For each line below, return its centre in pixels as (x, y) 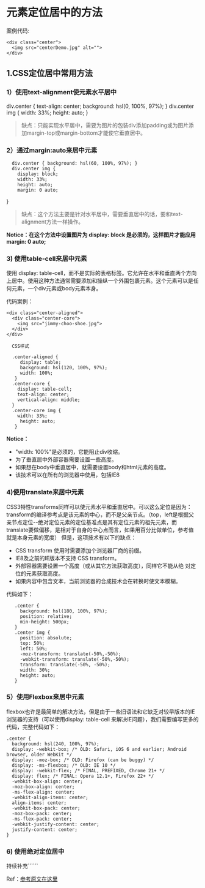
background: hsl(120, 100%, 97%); (64, 368)
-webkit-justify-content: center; (56, 824)
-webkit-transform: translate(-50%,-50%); (75, 659)
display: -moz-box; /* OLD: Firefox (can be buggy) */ (83, 760)
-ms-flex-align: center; (43, 792)
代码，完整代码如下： (33, 727)
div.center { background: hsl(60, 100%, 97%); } (75, 163)
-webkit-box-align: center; (48, 781)
